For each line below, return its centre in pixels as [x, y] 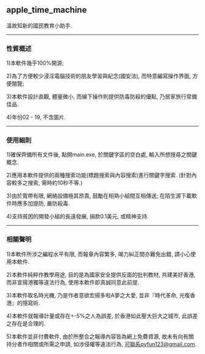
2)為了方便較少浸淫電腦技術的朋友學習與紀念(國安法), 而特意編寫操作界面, [99, 76]
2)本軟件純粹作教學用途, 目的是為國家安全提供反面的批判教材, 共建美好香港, [101, 275]
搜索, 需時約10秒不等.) [55, 183]
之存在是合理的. [26, 323]
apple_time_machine [47, 10]
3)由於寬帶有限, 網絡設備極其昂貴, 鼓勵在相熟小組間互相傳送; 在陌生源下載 [99, 196]
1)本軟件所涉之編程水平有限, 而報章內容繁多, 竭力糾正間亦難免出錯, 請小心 [99, 254]
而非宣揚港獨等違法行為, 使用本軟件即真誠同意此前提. [73, 282]
